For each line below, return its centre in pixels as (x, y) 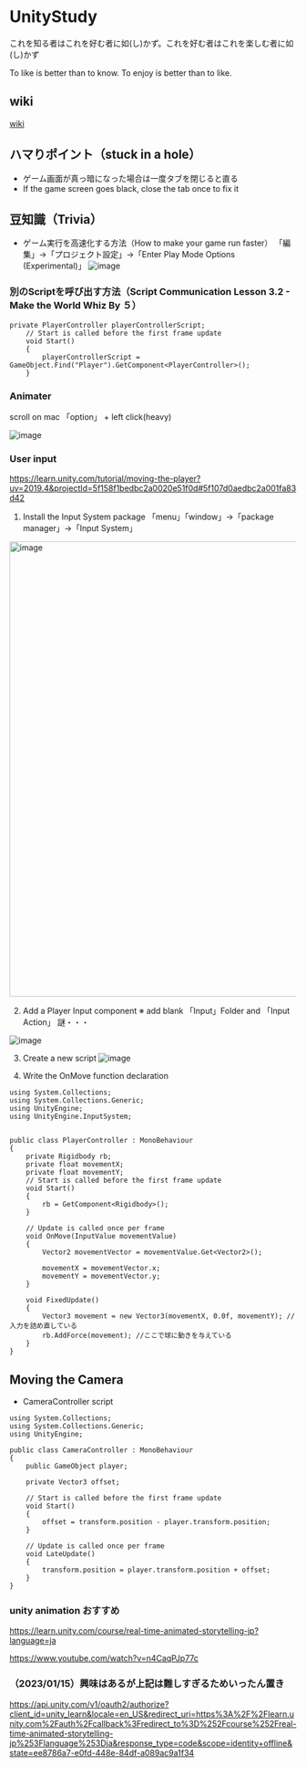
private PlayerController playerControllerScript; (107, 325)
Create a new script (60, 1058)
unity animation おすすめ (65, 1610)
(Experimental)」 (54, 266)
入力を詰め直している (43, 1326)
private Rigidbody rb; (69, 1156)
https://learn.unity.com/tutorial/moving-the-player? (105, 479)
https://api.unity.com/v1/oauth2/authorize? (89, 1704)
